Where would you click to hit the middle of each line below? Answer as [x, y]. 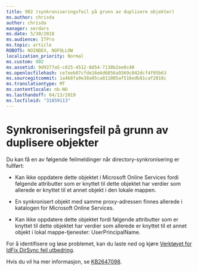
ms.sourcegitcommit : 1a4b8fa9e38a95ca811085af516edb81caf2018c [86, 78]
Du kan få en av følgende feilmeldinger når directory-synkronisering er [93, 159]
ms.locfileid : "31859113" [38, 100]
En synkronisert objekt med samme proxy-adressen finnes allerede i [99, 201]
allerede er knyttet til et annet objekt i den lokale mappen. [85, 190]
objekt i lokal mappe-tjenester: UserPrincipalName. [78, 232]
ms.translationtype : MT [36, 84]
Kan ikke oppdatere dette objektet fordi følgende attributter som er [97, 219]
